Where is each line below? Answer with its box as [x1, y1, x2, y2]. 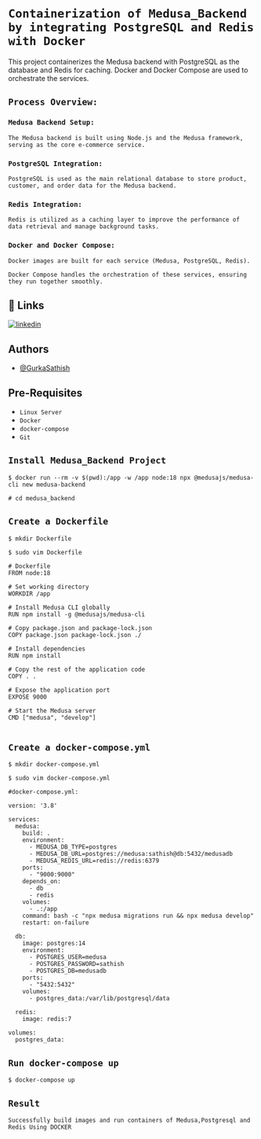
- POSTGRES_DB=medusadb [28, 967, 107, 975]
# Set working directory [8, 583, 89, 591]
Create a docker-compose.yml [8, 742, 151, 753]
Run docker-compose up [8, 1057, 119, 1068]
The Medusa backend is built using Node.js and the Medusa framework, [8, 134, 244, 142]
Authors [8, 342, 49, 356]
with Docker [8, 34, 86, 49]
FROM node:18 [8, 569, 51, 577]
